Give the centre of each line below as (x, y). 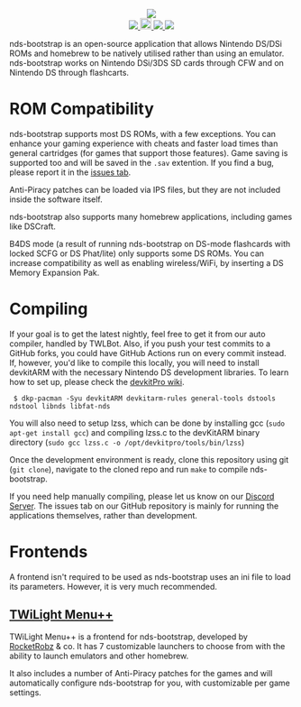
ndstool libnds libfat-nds (60, 406)
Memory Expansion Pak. (55, 272)
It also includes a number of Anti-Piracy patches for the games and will (141, 673)
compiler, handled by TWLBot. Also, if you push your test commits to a (140, 344)
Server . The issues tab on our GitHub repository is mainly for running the (144, 506)
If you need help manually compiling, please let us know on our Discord (142, 496)
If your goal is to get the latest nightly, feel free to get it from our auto (137, 334)
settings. (26, 692)
